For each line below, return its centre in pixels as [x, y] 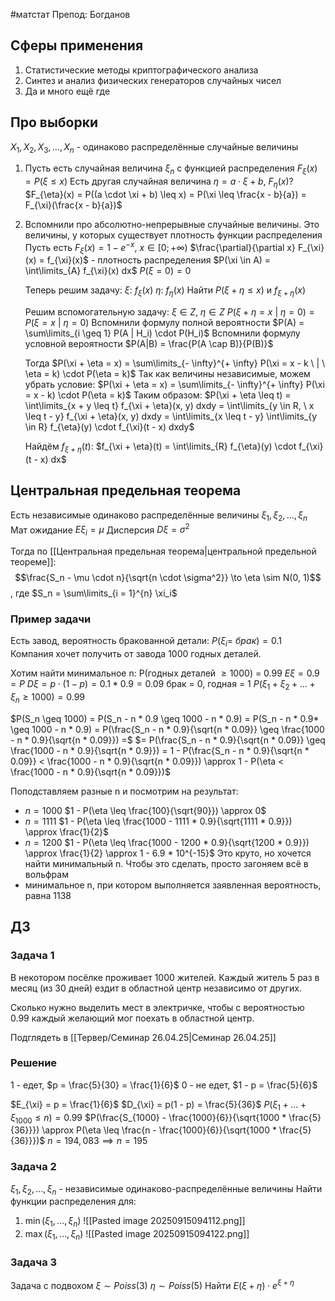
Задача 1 [32, 956]
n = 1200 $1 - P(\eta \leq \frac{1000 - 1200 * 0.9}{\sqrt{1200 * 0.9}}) [167, 842]
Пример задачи [51, 619]
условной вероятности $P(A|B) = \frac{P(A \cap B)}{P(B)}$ [149, 344]
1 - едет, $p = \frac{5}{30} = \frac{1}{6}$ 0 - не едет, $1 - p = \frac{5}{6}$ [164, 1085]
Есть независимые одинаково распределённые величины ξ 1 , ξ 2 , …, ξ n [159, 516]
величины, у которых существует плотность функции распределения [173, 235]
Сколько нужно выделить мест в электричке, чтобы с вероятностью [157, 1007]
